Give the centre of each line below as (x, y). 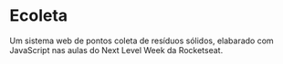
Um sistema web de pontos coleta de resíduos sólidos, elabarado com (141, 41)
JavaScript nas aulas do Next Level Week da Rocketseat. (116, 50)
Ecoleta (39, 16)
